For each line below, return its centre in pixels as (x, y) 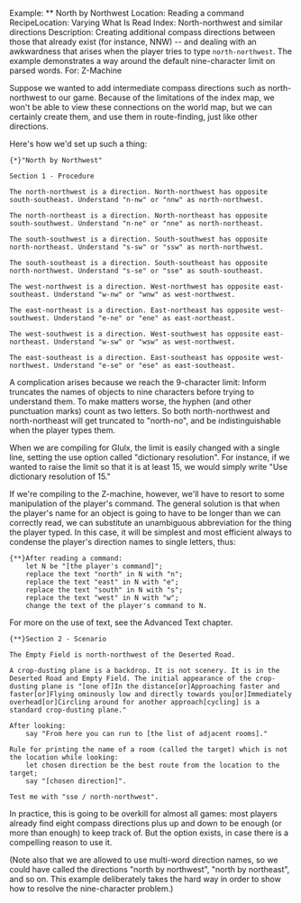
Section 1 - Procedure (52, 176)
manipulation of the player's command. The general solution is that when (145, 503)
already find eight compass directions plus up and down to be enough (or (146, 823)
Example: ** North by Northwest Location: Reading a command (127, 13)
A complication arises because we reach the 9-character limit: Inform (138, 382)
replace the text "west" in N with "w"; (102, 598)
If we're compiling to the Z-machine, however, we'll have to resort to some (147, 494)
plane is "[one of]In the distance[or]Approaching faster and (161, 686)
